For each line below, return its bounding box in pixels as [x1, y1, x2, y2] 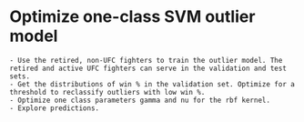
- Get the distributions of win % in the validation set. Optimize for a [9, 79, 296, 88]
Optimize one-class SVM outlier [9, 6, 256, 27]
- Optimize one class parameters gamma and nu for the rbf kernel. [9, 96, 271, 105]
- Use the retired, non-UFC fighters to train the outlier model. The [9, 56, 283, 65]
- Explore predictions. [9, 103, 100, 113]
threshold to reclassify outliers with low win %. [9, 87, 206, 97]
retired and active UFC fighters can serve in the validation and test [9, 64, 287, 73]
